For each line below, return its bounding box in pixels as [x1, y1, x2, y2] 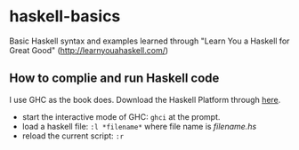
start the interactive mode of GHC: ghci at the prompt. [21, 111, 221, 122]
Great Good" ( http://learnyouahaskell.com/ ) [9, 44, 169, 55]
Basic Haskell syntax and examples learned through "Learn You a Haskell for [9, 36, 290, 46]
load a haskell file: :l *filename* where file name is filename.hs [21, 121, 257, 131]
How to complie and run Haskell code [9, 71, 220, 86]
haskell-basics [9, 6, 121, 27]
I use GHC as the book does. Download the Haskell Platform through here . [9, 94, 281, 105]
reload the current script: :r [21, 130, 125, 141]
